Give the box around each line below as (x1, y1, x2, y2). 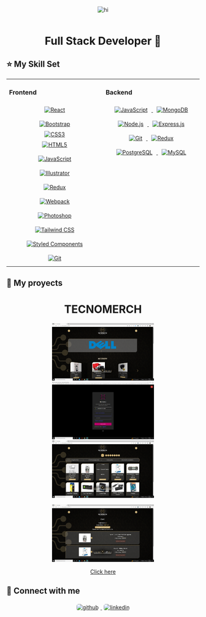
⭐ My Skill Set (6, 59, 60, 69)
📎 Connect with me (6, 585, 80, 596)
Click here (90, 568, 116, 575)
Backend (105, 88, 133, 97)
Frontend (9, 88, 37, 97)
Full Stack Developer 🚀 (45, 34, 161, 48)
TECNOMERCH (64, 302, 142, 316)
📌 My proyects (6, 278, 63, 288)
